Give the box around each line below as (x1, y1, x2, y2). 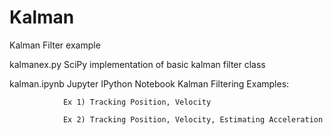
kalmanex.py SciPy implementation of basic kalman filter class (9, 58, 266, 70)
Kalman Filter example (9, 39, 101, 51)
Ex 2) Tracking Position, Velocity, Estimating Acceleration (62, 114, 324, 125)
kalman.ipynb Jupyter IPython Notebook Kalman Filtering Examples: (9, 77, 290, 90)
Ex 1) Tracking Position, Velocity (62, 97, 212, 107)
